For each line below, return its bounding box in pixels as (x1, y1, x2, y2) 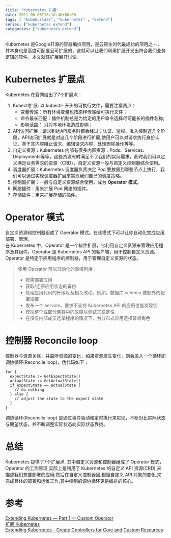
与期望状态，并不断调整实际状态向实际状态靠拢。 (5, 421, 108, 427)
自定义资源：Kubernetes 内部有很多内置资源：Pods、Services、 (12, 147, 148, 153)
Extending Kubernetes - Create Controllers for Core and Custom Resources (5, 527, 163, 533)
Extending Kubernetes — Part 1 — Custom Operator (5, 514, 113, 521)
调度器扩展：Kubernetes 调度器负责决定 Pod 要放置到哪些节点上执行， (12, 167, 161, 173)
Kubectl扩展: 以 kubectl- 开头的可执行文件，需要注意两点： (12, 103, 136, 109)
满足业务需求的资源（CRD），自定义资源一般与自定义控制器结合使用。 (17, 160, 163, 166)
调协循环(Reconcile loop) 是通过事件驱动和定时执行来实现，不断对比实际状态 (5, 414, 166, 420)
